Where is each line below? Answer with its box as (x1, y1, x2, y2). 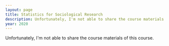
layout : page (5, 7, 33, 12)
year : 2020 (5, 21, 28, 26)
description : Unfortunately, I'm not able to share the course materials (5, 16, 164, 21)
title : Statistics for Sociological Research (5, 12, 103, 17)
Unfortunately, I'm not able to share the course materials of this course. (5, 35, 154, 41)
